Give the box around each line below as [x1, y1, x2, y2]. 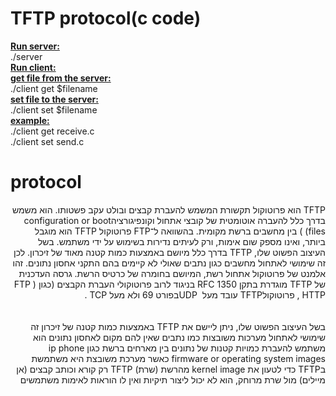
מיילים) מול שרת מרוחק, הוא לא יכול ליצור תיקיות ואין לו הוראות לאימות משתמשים [19, 373, 326, 386]
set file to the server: [10, 93, 99, 105]
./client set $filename [10, 103, 98, 116]
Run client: [10, 61, 57, 73]
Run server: [10, 40, 60, 52]
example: [10, 114, 50, 126]
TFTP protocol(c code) [10, 7, 202, 30]
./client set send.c [10, 135, 85, 147]
